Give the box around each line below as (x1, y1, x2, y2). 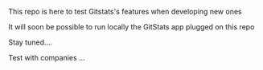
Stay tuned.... (8, 37, 53, 47)
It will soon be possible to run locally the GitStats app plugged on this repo (8, 22, 255, 31)
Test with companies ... (8, 53, 86, 62)
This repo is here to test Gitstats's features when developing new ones (8, 7, 243, 16)
